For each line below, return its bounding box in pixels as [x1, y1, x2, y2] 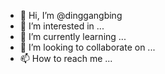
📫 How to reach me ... [19, 53, 113, 64]
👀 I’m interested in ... [19, 20, 105, 32]
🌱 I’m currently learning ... [19, 31, 127, 42]
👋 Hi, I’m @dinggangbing [19, 10, 123, 21]
